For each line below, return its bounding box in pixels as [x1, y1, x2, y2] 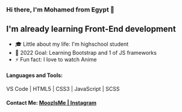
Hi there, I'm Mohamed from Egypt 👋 [6, 5, 115, 14]
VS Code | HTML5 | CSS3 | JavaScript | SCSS [6, 85, 120, 92]
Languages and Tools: [6, 72, 63, 79]
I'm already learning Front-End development [6, 24, 176, 34]
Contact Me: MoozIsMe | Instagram [6, 99, 97, 106]
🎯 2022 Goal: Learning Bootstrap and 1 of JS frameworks [14, 49, 157, 56]
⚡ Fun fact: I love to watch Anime [14, 55, 97, 63]
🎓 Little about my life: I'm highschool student [14, 40, 129, 48]
